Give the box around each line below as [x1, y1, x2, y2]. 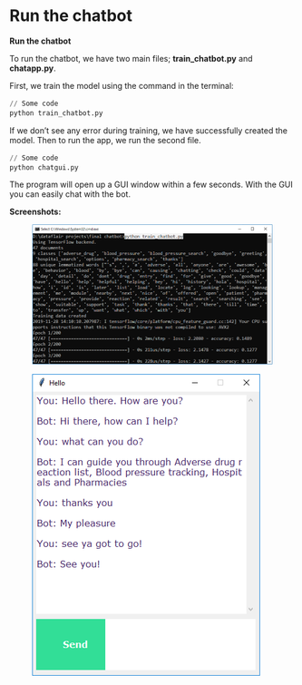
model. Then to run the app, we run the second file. [9, 134, 201, 145]
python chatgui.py [9, 162, 79, 172]
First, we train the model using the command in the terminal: [9, 80, 234, 91]
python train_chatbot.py [9, 108, 103, 118]
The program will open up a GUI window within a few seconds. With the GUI [9, 179, 293, 191]
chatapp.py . [9, 63, 56, 73]
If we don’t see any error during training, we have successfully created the [9, 124, 288, 136]
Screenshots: [9, 206, 62, 218]
